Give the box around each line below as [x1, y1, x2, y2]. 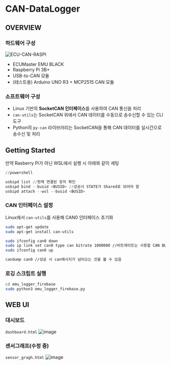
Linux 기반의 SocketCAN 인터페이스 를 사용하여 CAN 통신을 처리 [12, 105, 141, 112]
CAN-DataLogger [5, 3, 80, 15]
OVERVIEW [5, 23, 42, 32]
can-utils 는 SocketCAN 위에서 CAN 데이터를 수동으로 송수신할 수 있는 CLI [12, 112, 164, 118]
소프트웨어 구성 [5, 93, 41, 100]
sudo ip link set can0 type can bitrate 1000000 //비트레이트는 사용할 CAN [5, 243, 160, 248]
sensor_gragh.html [5, 355, 44, 360]
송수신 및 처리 [12, 131, 40, 137]
